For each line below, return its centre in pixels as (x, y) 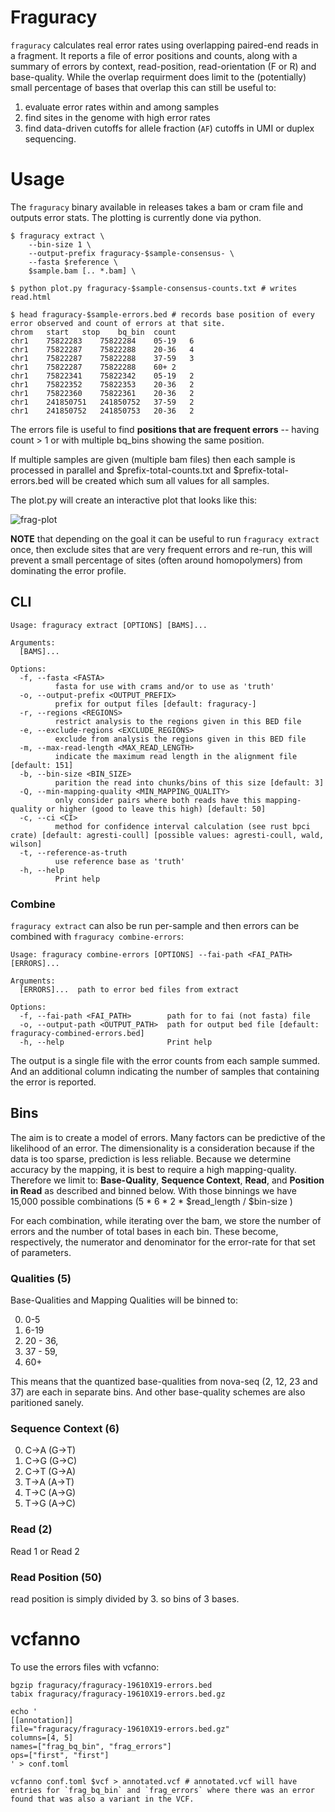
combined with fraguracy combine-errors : (97, 936)
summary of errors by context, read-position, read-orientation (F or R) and (163, 66)
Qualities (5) (41, 1278)
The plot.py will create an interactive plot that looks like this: (134, 500)
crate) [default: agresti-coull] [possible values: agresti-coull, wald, (167, 835)
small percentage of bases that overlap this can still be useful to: (143, 87)
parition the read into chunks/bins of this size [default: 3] (189, 782)
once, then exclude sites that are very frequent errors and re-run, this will (161, 549)
